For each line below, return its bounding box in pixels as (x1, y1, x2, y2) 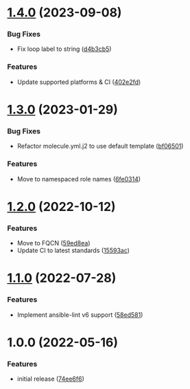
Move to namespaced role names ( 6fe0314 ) (16, 175, 141, 183)
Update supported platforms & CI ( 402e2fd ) (16, 78, 141, 86)
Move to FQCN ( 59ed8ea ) (16, 239, 91, 247)
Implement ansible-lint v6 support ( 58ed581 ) (16, 311, 143, 319)
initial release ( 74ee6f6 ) (16, 375, 84, 383)
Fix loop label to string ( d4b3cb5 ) (16, 45, 112, 53)
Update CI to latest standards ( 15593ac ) (16, 246, 130, 255)
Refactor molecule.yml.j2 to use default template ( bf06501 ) (16, 142, 184, 151)
